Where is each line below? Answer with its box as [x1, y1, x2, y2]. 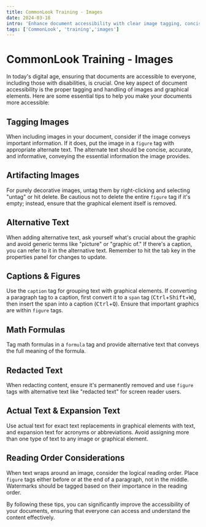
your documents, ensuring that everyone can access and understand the [6, 507, 191, 514]
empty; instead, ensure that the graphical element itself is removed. [6, 199, 177, 207]
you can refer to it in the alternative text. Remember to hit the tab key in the [6, 247, 196, 254]
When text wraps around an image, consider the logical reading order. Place [6, 469, 199, 476]
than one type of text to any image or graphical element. [6, 435, 148, 442]
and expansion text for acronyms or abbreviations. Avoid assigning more [6, 428, 189, 436]
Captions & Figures [6, 271, 81, 282]
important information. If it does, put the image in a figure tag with [6, 139, 175, 147]
